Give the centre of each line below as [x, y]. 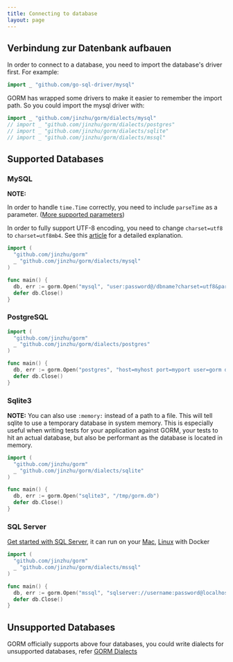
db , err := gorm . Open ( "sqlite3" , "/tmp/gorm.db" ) [86, 496]
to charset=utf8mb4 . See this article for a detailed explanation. [95, 236]
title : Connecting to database [52, 14]
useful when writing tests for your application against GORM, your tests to [113, 430]
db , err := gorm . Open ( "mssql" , [59, 593]
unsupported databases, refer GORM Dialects [72, 652]
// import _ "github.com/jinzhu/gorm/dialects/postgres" [91, 125]
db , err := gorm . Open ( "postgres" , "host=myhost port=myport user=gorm [118, 370]
